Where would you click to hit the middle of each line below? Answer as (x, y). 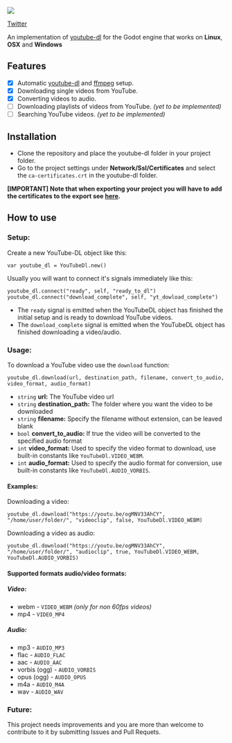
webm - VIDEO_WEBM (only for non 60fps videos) (84, 606)
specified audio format (50, 441)
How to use (32, 218)
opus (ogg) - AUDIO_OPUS (52, 676)
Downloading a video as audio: (51, 533)
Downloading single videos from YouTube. (78, 91)
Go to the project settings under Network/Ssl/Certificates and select (116, 168)
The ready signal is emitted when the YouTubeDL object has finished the (120, 310)
